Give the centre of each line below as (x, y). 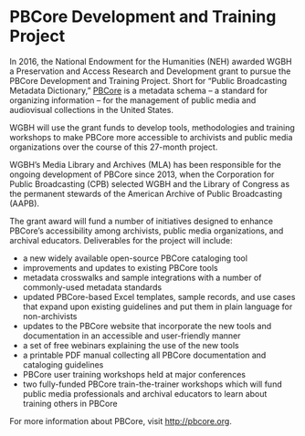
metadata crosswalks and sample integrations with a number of (142, 277)
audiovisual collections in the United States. (91, 109)
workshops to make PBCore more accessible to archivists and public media (151, 137)
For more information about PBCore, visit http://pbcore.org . (121, 420)
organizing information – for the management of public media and (133, 100)
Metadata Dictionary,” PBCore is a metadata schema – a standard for (138, 90)
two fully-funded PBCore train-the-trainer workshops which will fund (152, 384)
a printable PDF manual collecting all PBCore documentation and (144, 355)
